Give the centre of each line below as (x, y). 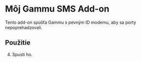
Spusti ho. (22, 54)
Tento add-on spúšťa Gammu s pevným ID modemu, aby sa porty (70, 22)
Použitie (18, 43)
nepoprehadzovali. (24, 27)
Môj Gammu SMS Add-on (57, 9)
